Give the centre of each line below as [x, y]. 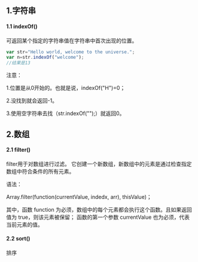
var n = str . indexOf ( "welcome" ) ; [45, 58]
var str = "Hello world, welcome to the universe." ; [71, 52]
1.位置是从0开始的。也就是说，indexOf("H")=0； [66, 88]
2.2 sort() [18, 239]
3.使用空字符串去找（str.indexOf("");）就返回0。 [66, 113]
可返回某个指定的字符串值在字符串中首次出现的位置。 [72, 40]
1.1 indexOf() [22, 26]
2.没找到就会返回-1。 [32, 101]
